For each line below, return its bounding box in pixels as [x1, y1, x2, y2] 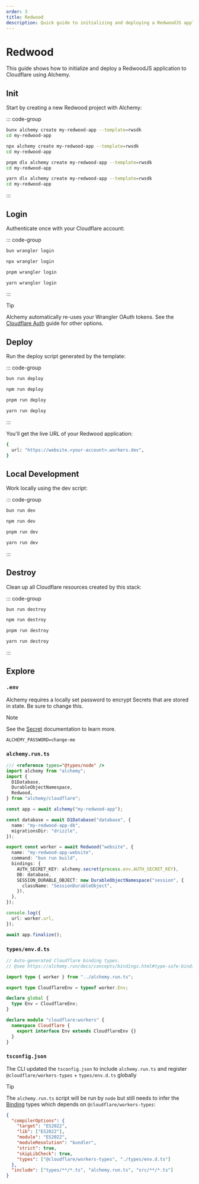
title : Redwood [6, 14, 44, 20]
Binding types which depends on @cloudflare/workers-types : [6, 1100, 156, 1108]
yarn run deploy [6, 407, 46, 414]
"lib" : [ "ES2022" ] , [17, 1129, 65, 1135]
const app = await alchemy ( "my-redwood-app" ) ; [6, 806, 123, 812]
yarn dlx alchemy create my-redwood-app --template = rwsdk [6, 175, 152, 181]
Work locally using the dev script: [6, 484, 88, 492]
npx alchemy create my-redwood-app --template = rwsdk [6, 143, 139, 149]
